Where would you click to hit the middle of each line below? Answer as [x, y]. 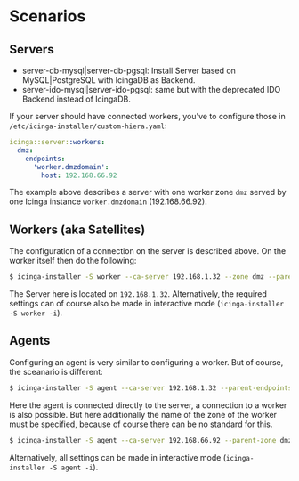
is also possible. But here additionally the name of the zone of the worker [143, 414]
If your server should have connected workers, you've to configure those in [148, 116]
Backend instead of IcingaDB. [76, 99]
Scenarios [48, 16]
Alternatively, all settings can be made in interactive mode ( [118, 457]
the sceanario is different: [57, 371]
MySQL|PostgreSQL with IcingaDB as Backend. [109, 80]
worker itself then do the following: [73, 261]
